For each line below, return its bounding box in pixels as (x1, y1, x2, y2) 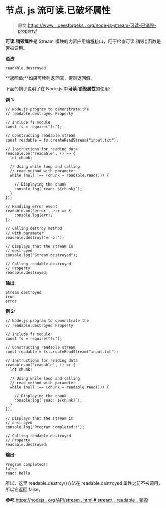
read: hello (5, 471, 30, 476)
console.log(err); (14, 213, 53, 218)
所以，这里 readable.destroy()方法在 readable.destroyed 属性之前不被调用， (5, 480, 163, 486)
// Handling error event (5, 204, 58, 209)
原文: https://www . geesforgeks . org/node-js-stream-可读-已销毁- (17, 22, 156, 28)
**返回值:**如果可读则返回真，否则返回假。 (5, 75, 95, 81)
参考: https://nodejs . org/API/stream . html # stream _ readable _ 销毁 (5, 497, 148, 503)
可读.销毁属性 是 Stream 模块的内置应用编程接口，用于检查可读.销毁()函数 (5, 38, 157, 44)
